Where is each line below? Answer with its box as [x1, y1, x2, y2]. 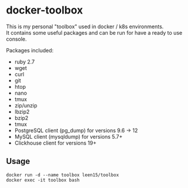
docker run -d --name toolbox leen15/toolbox [6, 172, 119, 178]
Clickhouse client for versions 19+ [14, 139, 97, 146]
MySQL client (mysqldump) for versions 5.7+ [14, 133, 123, 140]
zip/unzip [14, 102, 37, 109]
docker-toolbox [6, 4, 83, 17]
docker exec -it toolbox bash [6, 177, 80, 183]
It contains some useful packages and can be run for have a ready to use [6, 29, 183, 36]
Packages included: [6, 46, 54, 53]
